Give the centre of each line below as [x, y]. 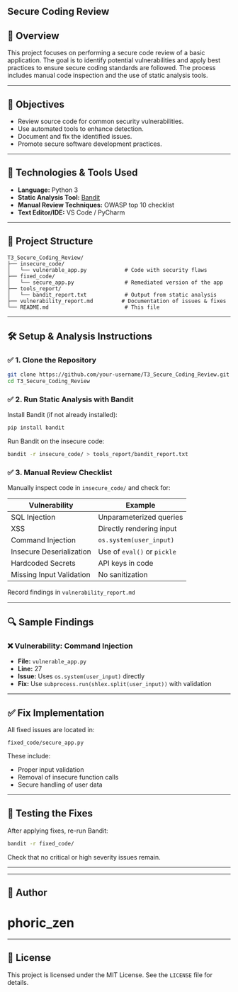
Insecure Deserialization [51, 552]
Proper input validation [51, 769]
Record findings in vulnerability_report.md [72, 592]
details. [18, 982]
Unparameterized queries [141, 518]
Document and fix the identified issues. [75, 137]
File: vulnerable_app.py [52, 661]
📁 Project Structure [50, 241]
